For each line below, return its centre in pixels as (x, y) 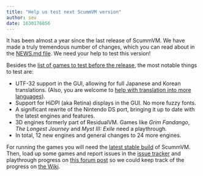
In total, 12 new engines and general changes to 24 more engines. (98, 135)
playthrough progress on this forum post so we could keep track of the (95, 160)
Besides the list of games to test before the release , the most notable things (102, 65)
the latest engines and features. (55, 116)
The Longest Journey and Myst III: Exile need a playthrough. (91, 129)
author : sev (21, 18)
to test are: (20, 72)
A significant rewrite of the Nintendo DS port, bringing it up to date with (105, 110)
